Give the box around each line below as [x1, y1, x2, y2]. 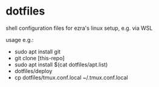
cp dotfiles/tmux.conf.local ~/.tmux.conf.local [14, 74, 128, 81]
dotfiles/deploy [14, 67, 53, 74]
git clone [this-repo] [14, 54, 65, 61]
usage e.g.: [5, 36, 34, 43]
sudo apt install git [14, 47, 61, 55]
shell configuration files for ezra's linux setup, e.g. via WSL [5, 24, 153, 32]
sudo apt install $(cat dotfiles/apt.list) [14, 61, 108, 68]
